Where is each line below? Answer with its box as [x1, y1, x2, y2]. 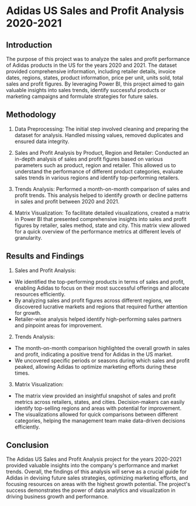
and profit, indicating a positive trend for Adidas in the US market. [14, 351, 173, 358]
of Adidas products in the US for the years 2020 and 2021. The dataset [6, 62, 177, 69]
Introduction [6, 40, 53, 50]
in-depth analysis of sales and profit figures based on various [14, 155, 163, 162]
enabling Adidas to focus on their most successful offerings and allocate [14, 284, 190, 291]
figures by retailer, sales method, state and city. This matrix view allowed [14, 222, 190, 229]
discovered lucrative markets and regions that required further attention [14, 303, 188, 310]
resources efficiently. [14, 290, 66, 297]
